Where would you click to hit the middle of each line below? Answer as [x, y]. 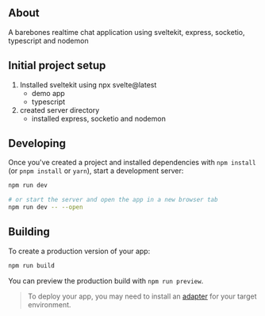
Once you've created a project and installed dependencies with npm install [132, 163]
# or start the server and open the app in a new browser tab [113, 200]
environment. [49, 304]
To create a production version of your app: [79, 251]
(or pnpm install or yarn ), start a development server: [96, 171]
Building [29, 232]
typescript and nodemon [48, 40]
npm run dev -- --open [46, 207]
